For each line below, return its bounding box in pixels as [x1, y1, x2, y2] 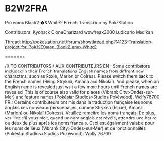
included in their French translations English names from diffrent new [5, 68, 144, 74]
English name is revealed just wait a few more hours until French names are [5, 84, 157, 90]
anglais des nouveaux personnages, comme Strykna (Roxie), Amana [5, 104, 143, 110]
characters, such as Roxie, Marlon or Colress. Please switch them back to [5, 73, 154, 79]
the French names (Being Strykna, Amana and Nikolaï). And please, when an [5, 78, 159, 84]
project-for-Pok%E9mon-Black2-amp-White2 [5, 44, 97, 49]
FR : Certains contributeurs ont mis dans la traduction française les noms [5, 99, 153, 105]
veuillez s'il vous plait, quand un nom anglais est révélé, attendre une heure [5, 115, 157, 120]
